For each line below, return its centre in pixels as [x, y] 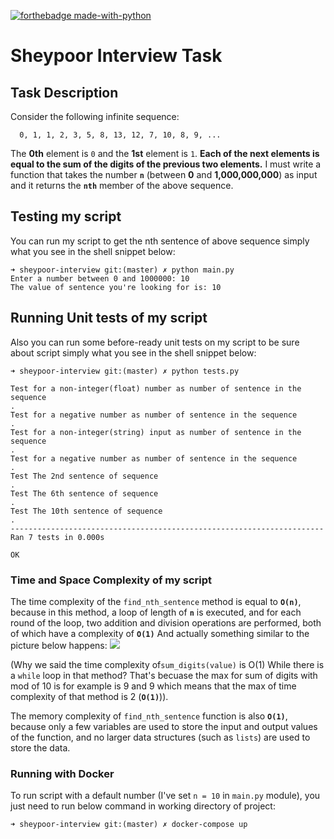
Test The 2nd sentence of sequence [84, 476]
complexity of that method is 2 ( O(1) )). [89, 696]
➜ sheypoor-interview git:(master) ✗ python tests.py [125, 371]
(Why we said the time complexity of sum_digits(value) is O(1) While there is [167, 664]
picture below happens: [59, 645]
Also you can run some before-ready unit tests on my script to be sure [155, 342]
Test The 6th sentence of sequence [84, 493]
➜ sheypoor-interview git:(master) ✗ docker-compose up [129, 825]
